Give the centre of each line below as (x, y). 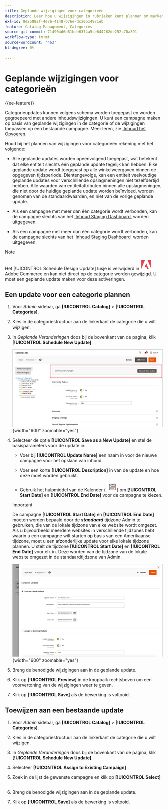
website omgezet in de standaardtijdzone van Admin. (67, 557)
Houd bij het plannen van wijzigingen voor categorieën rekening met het (79, 143)
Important (22, 505)
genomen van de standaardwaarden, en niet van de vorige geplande (83, 196)
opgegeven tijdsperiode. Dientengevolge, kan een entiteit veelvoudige (84, 175)
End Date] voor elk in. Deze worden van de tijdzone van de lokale (80, 552)
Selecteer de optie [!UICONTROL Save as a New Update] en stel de (82, 440)
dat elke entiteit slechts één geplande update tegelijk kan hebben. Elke (85, 164)
